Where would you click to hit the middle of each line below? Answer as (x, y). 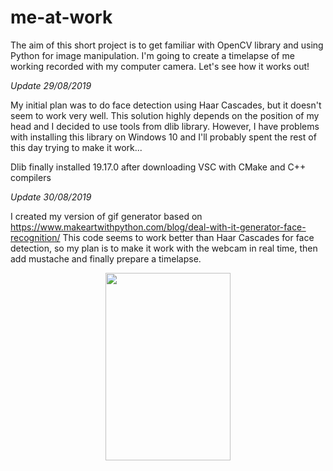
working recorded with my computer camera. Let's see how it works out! (160, 66)
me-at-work (61, 17)
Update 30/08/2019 (51, 197)
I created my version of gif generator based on (106, 216)
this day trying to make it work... (76, 147)
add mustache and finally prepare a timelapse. (106, 258)
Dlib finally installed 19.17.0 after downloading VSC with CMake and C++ (158, 167)
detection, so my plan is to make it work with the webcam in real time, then (164, 248)
